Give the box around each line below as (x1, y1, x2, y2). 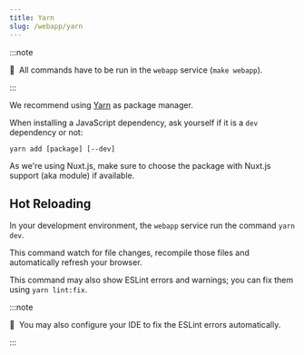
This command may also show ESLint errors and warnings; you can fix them (9, 274, 294, 286)
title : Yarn (9, 13, 54, 23)
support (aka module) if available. (9, 170, 135, 181)
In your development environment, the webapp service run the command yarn (9, 220, 295, 232)
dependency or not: (9, 126, 83, 137)
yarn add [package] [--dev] (9, 144, 116, 153)
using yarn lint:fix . (9, 284, 88, 295)
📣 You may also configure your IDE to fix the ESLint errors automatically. (9, 320, 281, 330)
